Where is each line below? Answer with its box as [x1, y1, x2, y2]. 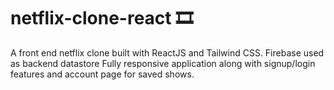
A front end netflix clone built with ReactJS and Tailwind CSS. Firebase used [10, 46, 325, 59]
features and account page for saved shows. [10, 68, 195, 80]
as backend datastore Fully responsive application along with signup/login [10, 57, 316, 69]
